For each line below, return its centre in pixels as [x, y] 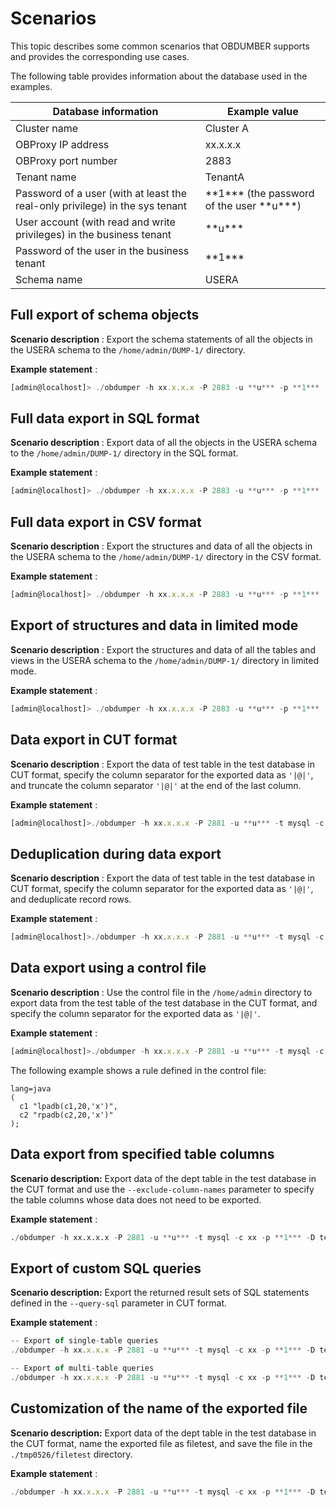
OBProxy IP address [62, 144]
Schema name [49, 279]
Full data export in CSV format [106, 522]
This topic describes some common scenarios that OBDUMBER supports [160, 46]
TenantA [224, 177]
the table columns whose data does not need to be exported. [136, 1199]
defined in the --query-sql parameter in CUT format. [119, 1303]
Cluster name [46, 128]
